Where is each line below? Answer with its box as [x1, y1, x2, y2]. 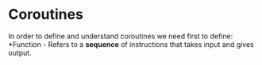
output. [8, 48, 32, 57]
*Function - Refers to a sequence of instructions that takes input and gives [8, 39, 254, 49]
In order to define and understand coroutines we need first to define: [8, 31, 233, 41]
